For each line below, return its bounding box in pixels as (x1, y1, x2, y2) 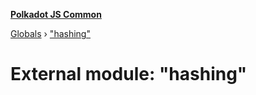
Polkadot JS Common (10, 9, 102, 20)
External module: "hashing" (10, 63, 248, 86)
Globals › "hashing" (10, 28, 91, 39)
